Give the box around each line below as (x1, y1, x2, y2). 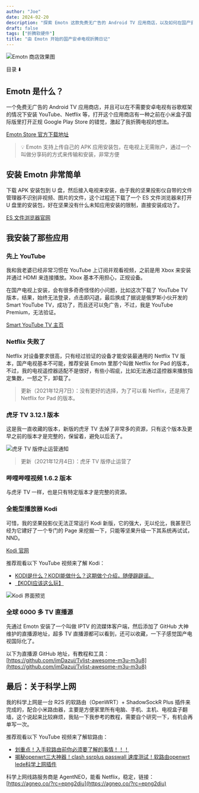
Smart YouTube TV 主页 (6, 321, 64, 328)
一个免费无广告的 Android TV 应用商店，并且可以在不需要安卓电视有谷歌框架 (6, 103, 192, 110)
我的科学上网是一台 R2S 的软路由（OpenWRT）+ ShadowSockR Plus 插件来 (6, 698, 191, 705)
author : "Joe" (6, 8, 41, 15)
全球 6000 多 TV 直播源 (6, 608, 73, 616)
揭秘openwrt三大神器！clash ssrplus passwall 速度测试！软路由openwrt (14, 753, 190, 760)
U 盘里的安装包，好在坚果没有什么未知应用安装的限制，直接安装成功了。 (6, 201, 183, 208)
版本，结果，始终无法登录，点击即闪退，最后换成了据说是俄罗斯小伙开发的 (6, 294, 188, 301)
